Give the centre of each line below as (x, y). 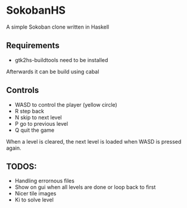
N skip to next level (38, 117)
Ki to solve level (34, 200)
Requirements (33, 46)
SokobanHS (36, 10)
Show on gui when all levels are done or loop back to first (85, 187)
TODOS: (21, 167)
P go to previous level (41, 123)
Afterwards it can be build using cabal (53, 72)
